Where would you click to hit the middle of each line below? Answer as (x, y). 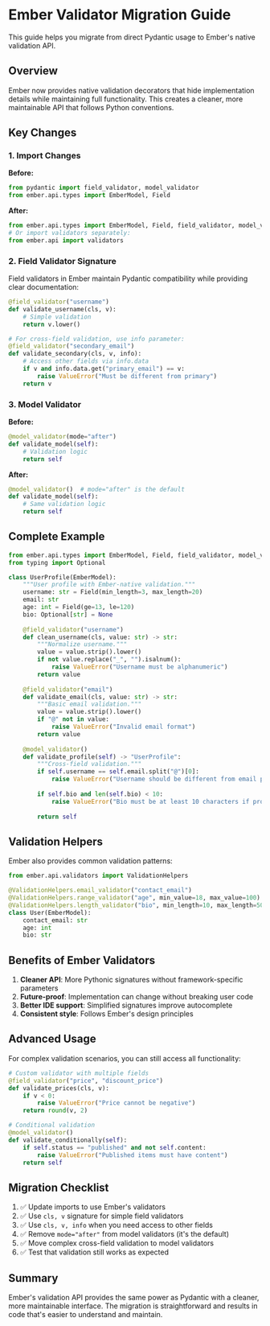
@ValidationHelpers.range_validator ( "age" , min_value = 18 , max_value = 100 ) (135, 898)
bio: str (37, 935)
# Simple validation (57, 317)
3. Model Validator (45, 404)
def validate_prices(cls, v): (59, 1088)
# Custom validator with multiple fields (79, 1073)
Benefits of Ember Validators (82, 960)
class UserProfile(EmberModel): (62, 577)
